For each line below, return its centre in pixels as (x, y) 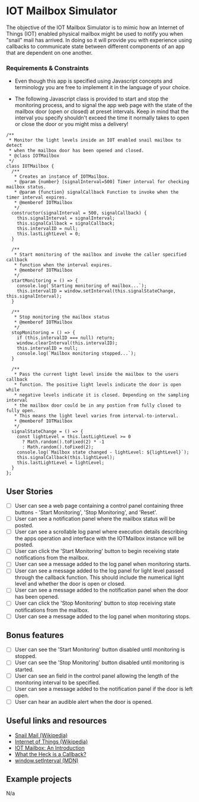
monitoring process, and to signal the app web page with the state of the (103, 105)
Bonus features (35, 635)
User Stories (30, 491)
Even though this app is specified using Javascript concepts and (94, 81)
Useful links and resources (57, 721)
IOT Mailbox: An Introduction (49, 748)
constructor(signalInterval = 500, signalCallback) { (79, 213)
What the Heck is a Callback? (51, 754)
